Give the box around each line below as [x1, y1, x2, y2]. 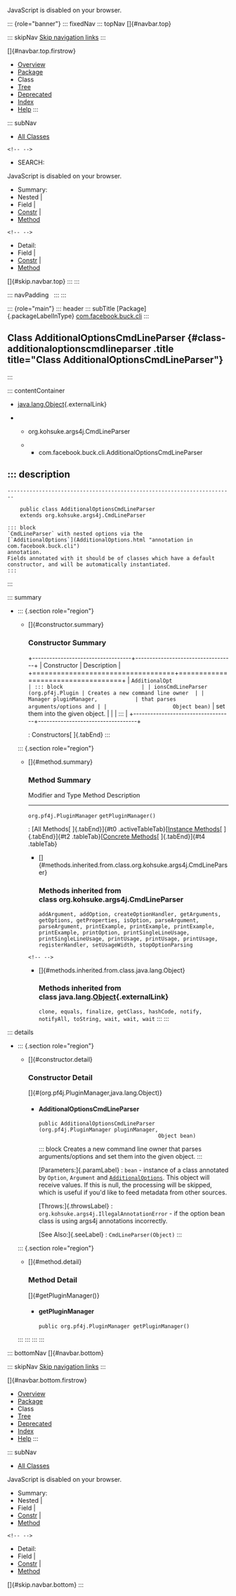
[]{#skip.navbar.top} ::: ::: [7, 277, 80, 285]
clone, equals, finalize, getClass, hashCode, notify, [38, 1008, 202, 1015]
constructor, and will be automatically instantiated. [7, 561, 171, 568]
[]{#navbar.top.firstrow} [7, 47, 76, 55]
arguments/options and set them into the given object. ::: [38, 1152, 203, 1161]
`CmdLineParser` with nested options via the [7, 530, 143, 537]
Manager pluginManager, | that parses [27, 695, 177, 703]
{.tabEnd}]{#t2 [27, 832, 70, 841]
